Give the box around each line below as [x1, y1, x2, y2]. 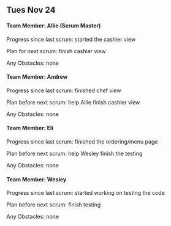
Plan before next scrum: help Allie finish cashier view [6, 98, 140, 106]
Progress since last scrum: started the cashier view [6, 35, 136, 43]
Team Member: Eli [6, 125, 54, 132]
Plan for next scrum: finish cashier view [6, 47, 106, 54]
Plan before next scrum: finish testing [6, 201, 101, 208]
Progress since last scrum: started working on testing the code [6, 189, 165, 197]
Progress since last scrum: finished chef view [6, 87, 121, 94]
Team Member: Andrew [6, 73, 68, 81]
